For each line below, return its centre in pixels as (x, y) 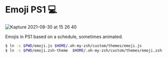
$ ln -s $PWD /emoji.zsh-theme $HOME (44, 50)
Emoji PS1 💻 (31, 10)
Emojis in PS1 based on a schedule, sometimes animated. (64, 36)
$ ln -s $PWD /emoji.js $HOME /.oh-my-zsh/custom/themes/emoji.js (73, 45)
